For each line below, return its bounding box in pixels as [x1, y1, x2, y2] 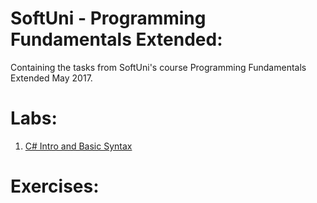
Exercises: [10, 175, 100, 198]
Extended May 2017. [10, 72, 93, 84]
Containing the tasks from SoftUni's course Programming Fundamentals [10, 61, 307, 73]
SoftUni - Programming [10, 7, 207, 30]
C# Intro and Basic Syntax [24, 140, 133, 152]
